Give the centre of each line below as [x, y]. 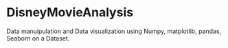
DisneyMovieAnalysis [70, 13]
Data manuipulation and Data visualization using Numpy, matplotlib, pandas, [114, 31]
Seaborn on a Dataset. [38, 38]
